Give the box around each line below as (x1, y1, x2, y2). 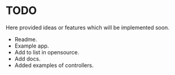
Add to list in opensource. (14, 48, 80, 55)
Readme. (14, 35, 37, 43)
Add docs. (14, 55, 41, 62)
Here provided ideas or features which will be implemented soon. (5, 24, 170, 31)
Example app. (14, 42, 49, 49)
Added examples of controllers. (14, 62, 94, 69)
